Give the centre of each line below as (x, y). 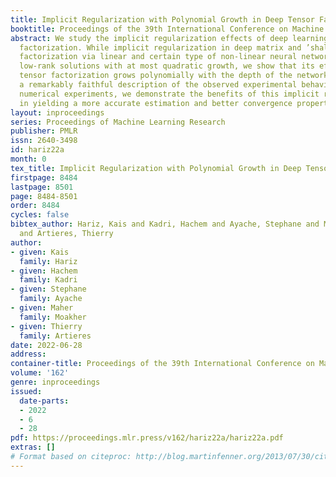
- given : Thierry (46, 326)
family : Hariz (48, 261)
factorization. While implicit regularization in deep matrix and (160, 47)
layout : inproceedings (57, 112)
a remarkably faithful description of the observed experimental (158, 85)
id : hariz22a (37, 150)
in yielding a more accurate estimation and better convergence (156, 103)
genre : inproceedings (55, 382)
